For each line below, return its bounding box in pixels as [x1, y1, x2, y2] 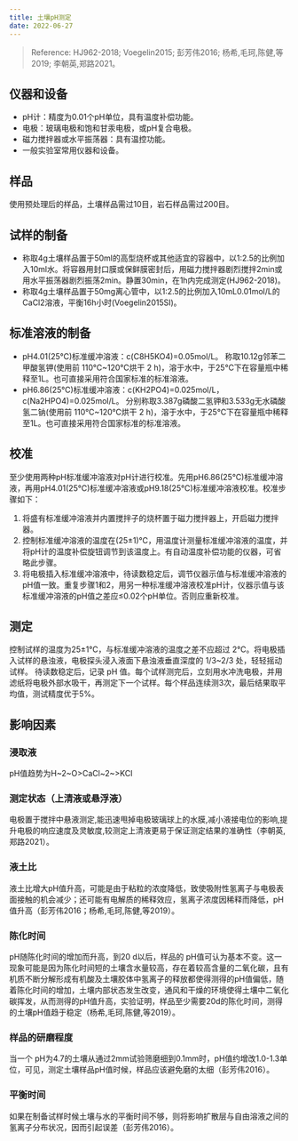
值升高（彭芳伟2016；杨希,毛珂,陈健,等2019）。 [9, 904, 180, 916]
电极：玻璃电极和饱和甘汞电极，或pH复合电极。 [21, 123, 197, 133]
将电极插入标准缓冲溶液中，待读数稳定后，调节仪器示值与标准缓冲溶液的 [21, 568, 286, 579]
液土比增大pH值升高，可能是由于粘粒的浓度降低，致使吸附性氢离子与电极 [9, 882, 277, 894]
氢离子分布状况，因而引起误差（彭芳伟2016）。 [9, 1121, 179, 1132]
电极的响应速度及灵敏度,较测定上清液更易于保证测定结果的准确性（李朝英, [16, 825, 286, 836]
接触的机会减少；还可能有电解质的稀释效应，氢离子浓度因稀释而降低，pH [16, 894, 284, 904]
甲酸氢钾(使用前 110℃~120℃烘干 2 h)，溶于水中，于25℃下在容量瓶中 [21, 362, 281, 373]
